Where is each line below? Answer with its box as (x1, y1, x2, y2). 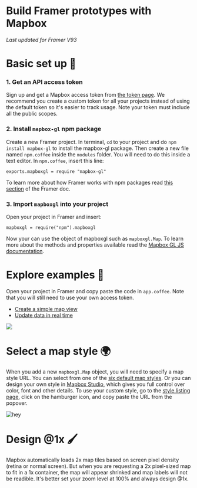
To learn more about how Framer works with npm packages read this (6, 179, 173, 186)
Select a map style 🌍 (6, 345, 111, 358)
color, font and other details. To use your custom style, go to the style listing (6, 387, 191, 394)
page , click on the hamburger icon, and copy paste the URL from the (6, 393, 172, 400)
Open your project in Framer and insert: (6, 214, 102, 221)
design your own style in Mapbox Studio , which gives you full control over (6, 381, 185, 388)
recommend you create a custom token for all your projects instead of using (6, 97, 190, 104)
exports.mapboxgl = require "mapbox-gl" (6, 168, 107, 175)
